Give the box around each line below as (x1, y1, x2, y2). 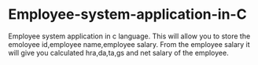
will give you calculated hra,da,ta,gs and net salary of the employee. (8, 48, 230, 57)
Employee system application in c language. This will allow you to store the (8, 31, 251, 41)
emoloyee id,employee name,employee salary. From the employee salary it (8, 39, 250, 49)
